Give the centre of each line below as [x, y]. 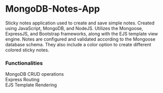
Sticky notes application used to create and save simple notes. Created [80, 23]
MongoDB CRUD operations [35, 74]
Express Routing [22, 80]
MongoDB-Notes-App [53, 9]
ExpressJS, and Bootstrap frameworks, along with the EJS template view [82, 34]
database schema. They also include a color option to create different [78, 44]
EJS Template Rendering [31, 85]
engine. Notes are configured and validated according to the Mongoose [80, 39]
